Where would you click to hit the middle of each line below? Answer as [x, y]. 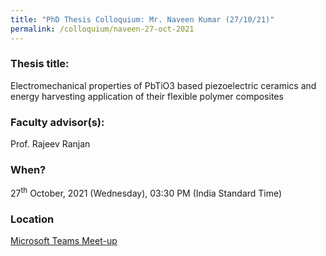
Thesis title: [40, 64]
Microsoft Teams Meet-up [64, 241]
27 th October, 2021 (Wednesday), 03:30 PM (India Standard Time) [146, 193]
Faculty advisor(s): [57, 122]
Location [32, 219]
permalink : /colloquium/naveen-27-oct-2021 [102, 29]
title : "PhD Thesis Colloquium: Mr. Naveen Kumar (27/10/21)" [142, 19]
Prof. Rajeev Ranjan [50, 144]
